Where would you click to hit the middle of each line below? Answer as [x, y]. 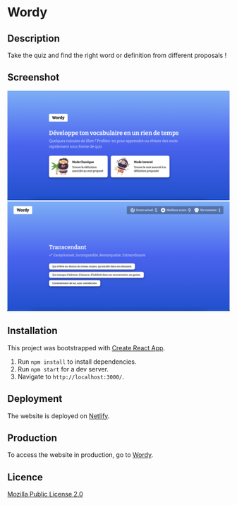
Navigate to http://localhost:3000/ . [71, 376]
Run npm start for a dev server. [63, 369]
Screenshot [34, 77]
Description [34, 38]
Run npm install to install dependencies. [77, 362]
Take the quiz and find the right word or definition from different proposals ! [117, 55]
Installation [32, 331]
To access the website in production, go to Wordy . [80, 455]
